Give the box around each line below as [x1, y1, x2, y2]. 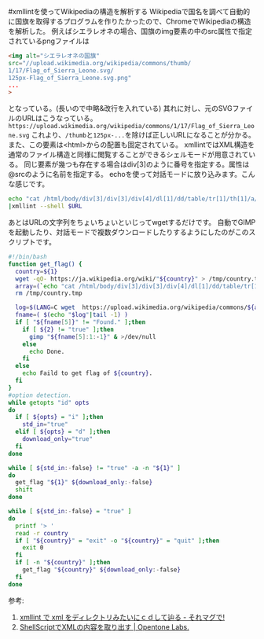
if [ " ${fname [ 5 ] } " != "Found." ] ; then [15, 318, 146, 326]
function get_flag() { [8, 260, 82, 268]
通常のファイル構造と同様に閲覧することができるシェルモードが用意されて [8, 150, 249, 160]
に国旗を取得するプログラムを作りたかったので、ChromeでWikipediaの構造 [8, 17, 251, 26]
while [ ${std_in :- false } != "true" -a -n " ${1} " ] [8, 464, 181, 472]
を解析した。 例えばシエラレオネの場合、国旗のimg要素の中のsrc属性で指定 [8, 27, 253, 35]
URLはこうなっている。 [21, 113, 97, 123]
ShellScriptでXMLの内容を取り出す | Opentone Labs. [19, 622, 190, 631]
